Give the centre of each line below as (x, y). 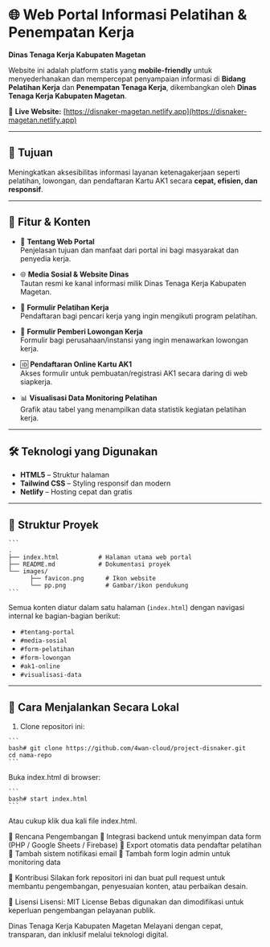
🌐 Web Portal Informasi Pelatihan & (128, 15)
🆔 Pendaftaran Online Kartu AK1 (76, 364)
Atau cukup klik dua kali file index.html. (73, 821)
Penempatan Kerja (72, 33)
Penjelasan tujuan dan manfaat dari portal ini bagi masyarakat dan (129, 250)
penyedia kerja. (45, 258)
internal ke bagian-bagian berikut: (64, 616)
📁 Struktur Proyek (53, 525)
